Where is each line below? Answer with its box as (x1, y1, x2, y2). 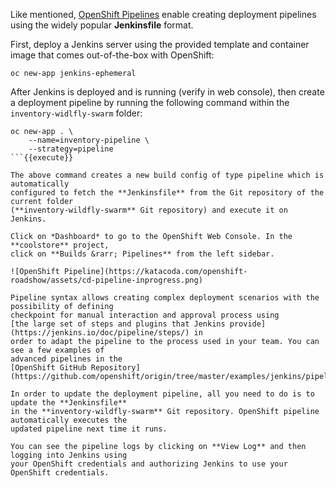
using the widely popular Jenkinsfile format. (10, 19, 194, 31)
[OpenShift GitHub (10, 363, 87, 373)
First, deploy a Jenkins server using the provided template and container (10, 39, 310, 50)
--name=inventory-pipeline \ (28, 135, 150, 145)
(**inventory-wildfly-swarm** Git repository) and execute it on (10, 205, 288, 215)
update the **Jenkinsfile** (10, 398, 128, 408)
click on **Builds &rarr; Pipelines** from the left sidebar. (10, 249, 275, 259)
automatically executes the (10, 415, 128, 425)
